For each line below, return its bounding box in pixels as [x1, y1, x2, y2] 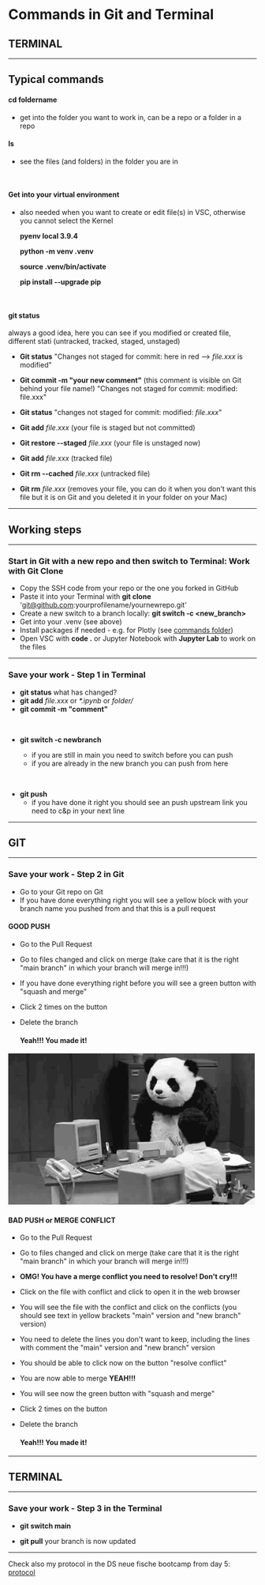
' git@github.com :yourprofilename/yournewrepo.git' [19, 600, 188, 610]
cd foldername [8, 95, 58, 104]
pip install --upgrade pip [19, 277, 102, 286]
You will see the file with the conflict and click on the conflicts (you [19, 1302, 237, 1312]
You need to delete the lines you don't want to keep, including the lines [19, 1335, 250, 1344]
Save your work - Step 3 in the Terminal [8, 1503, 162, 1514]
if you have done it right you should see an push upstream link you [31, 797, 248, 807]
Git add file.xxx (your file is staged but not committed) [19, 423, 196, 432]
